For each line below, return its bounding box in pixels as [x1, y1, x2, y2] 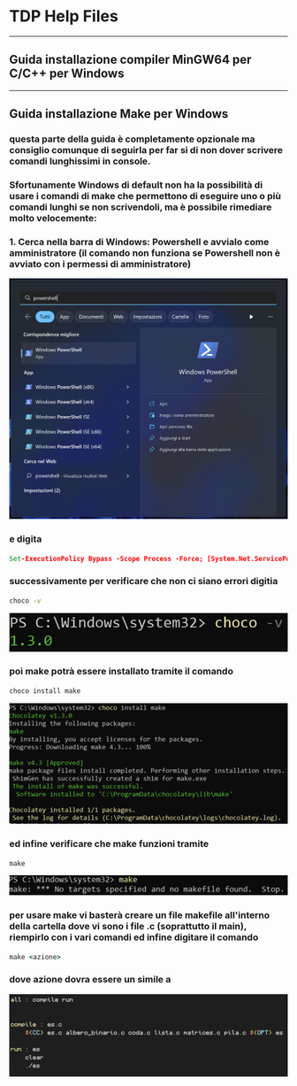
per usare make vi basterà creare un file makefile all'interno [9, 909, 270, 921]
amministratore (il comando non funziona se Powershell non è [9, 246, 281, 258]
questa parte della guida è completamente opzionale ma [9, 133, 255, 145]
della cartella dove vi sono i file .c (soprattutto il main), [9, 920, 247, 933]
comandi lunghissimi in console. [9, 155, 151, 167]
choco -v [9, 596, 42, 605]
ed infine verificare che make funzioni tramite [9, 838, 209, 851]
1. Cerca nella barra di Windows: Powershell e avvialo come [9, 235, 270, 248]
